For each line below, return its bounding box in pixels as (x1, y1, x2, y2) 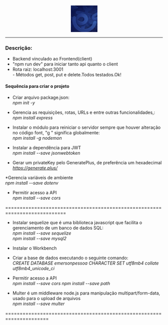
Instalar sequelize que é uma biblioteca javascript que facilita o (12, 219, 142, 225)
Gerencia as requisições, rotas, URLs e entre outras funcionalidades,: (12, 109, 155, 115)
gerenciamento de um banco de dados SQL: (12, 225, 104, 231)
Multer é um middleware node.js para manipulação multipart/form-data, (12, 290, 160, 296)
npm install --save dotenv (5, 180, 58, 186)
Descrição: (5, 44, 32, 51)
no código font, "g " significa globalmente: (12, 129, 100, 135)
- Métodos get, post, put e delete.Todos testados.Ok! (12, 72, 121, 78)
